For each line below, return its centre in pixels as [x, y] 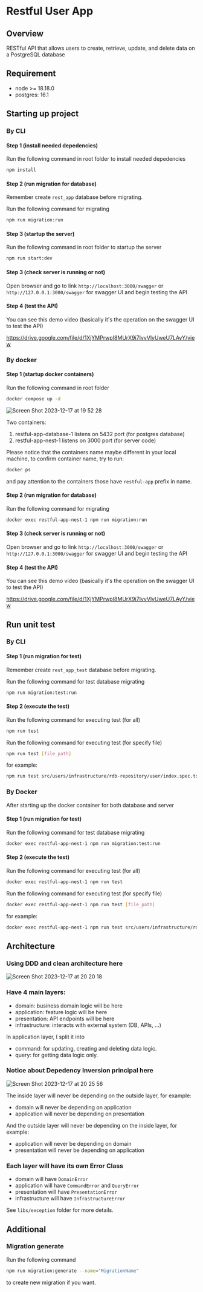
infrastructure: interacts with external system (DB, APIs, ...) [88, 1025]
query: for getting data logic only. [56, 1055]
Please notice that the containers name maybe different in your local [91, 452]
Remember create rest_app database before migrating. [75, 197]
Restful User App [50, 11]
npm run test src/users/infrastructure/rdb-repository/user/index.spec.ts [102, 776]
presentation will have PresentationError [66, 1192]
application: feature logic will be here [61, 1012]
